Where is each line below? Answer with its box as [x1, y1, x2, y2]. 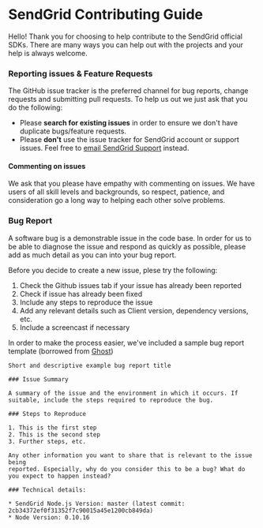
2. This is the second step [8, 430, 101, 439]
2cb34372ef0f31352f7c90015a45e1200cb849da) [8, 507, 154, 515]
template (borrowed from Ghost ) [8, 346, 114, 356]
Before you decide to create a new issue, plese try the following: [8, 265, 218, 275]
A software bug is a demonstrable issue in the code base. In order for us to [8, 233, 252, 242]
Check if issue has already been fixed [19, 289, 143, 298]
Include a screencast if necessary [19, 322, 130, 332]
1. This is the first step [8, 424, 97, 432]
